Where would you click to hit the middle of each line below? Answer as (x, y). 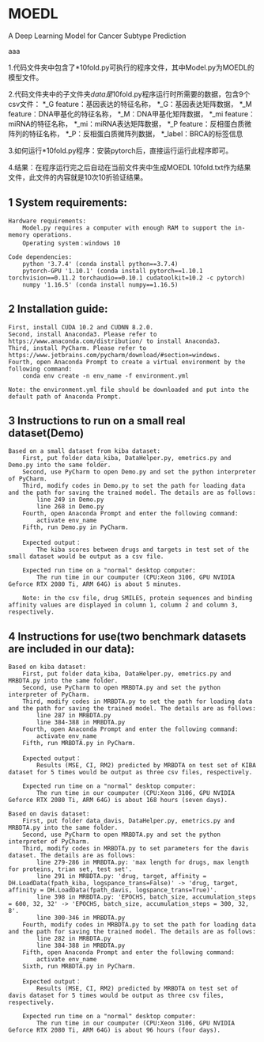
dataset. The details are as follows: (72, 856)
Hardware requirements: (47, 221)
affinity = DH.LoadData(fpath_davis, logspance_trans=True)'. (113, 890)
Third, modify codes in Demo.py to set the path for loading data (134, 486)
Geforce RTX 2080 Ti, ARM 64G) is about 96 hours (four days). (115, 1030)
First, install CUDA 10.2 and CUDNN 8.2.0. (81, 327)
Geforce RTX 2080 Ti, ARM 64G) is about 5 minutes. (95, 584)
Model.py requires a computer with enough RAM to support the (127, 228)
